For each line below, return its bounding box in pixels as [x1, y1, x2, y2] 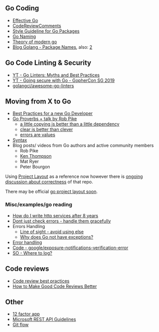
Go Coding [5, 4, 39, 13]
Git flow [12, 321, 29, 328]
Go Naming [12, 33, 36, 39]
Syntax [12, 137, 28, 143]
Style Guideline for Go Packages [12, 28, 80, 34]
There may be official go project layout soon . [5, 188, 98, 195]
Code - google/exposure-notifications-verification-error [12, 245, 129, 251]
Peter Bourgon [20, 164, 50, 170]
